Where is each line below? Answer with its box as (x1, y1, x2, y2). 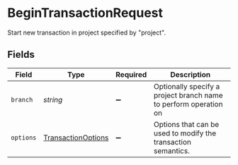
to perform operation (153, 99, 223, 109)
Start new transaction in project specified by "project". (7, 28, 166, 37)
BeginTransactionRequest (7, 5, 164, 21)
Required (115, 69, 147, 79)
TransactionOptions (43, 133, 109, 142)
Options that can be (153, 119, 220, 129)
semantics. (153, 146, 190, 156)
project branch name (153, 90, 223, 100)
